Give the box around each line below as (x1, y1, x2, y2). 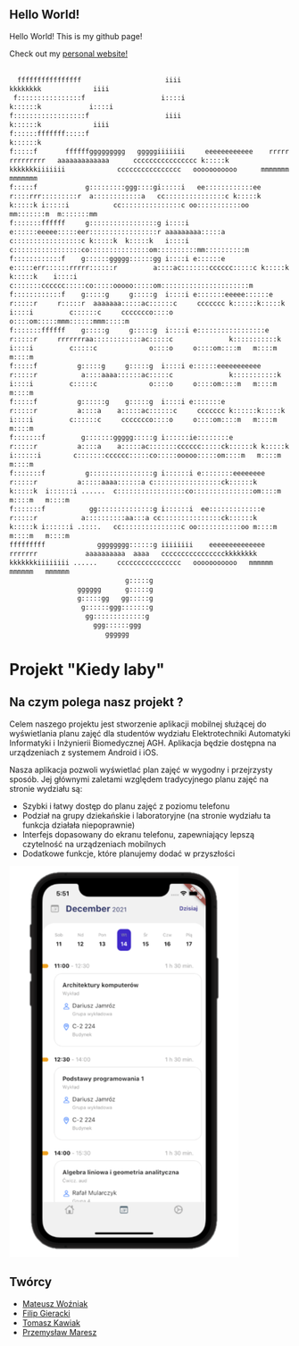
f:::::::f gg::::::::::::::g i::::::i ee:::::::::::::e (9, 504, 266, 513)
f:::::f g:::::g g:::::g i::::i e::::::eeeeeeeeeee (9, 361, 262, 370)
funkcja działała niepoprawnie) (21, 820, 136, 830)
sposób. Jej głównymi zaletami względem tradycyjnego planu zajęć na (9, 773, 270, 785)
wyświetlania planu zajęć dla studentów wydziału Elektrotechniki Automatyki (9, 728, 291, 738)
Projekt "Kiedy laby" (9, 660, 165, 679)
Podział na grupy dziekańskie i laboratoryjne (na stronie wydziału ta (21, 810, 271, 820)
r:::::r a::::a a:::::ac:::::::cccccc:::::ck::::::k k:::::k (9, 442, 290, 450)
